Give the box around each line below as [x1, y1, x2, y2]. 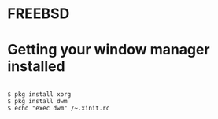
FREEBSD [7, 5, 70, 23]
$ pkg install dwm [7, 98, 68, 106]
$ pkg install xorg [7, 91, 72, 99]
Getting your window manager [7, 41, 210, 59]
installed [7, 58, 65, 76]
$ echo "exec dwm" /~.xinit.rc [7, 104, 110, 113]
